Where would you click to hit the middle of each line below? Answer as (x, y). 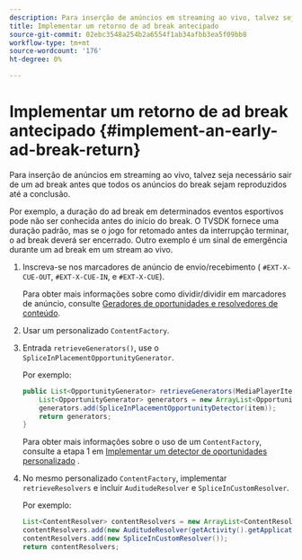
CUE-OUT (36, 277)
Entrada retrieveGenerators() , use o (90, 348)
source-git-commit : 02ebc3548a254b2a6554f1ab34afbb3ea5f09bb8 (128, 34)
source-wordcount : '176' (56, 51)
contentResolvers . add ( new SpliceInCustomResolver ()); (125, 539)
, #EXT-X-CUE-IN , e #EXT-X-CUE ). (107, 276)
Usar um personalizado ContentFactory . (96, 330)
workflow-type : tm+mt (50, 43)
